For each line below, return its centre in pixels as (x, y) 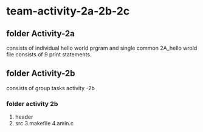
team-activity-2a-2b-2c (68, 11)
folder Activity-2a (40, 34)
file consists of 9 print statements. (49, 54)
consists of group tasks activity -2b (51, 88)
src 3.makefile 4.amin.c (44, 124)
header (24, 117)
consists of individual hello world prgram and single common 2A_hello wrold (102, 48)
